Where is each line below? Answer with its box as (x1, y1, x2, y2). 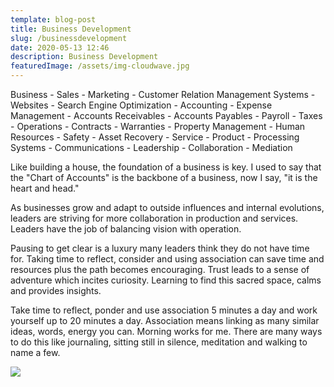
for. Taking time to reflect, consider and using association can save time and (10, 253, 325, 265)
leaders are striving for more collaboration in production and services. (10, 212, 299, 224)
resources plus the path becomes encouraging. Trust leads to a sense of (10, 264, 310, 275)
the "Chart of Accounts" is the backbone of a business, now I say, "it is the (10, 172, 318, 183)
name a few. (10, 347, 61, 358)
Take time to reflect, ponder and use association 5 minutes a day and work (10, 304, 318, 316)
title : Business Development (10, 24, 132, 34)
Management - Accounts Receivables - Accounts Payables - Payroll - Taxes (10, 110, 323, 121)
